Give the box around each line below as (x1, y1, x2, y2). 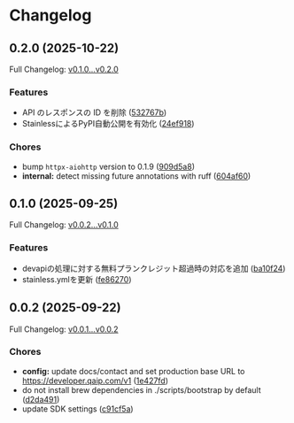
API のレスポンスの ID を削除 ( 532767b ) (21, 107, 167, 118)
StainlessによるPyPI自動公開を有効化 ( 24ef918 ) (21, 119, 195, 129)
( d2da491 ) (21, 394, 60, 404)
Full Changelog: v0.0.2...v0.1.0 (9, 219, 120, 230)
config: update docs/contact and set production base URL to (21, 365, 245, 376)
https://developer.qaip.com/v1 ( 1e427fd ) (21, 375, 169, 386)
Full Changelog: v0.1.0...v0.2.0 (9, 64, 120, 74)
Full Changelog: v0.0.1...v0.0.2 (9, 324, 119, 335)
